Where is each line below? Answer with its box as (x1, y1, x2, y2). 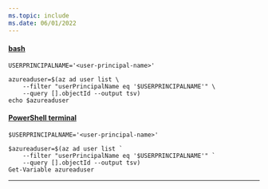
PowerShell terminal (8, 113, 77, 123)
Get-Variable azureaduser (8, 165, 94, 174)
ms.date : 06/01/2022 (8, 19, 77, 27)
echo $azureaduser (8, 96, 69, 104)
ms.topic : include (8, 11, 69, 20)
